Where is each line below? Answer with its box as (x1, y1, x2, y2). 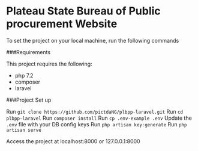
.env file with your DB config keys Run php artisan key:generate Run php (6, 120, 187, 128)
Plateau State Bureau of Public (6, 4, 161, 18)
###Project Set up (6, 96, 52, 103)
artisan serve (6, 127, 42, 133)
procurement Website (6, 17, 118, 31)
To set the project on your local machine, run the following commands (6, 37, 179, 44)
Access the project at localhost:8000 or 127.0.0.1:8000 (6, 137, 140, 145)
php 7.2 (14, 72, 34, 79)
